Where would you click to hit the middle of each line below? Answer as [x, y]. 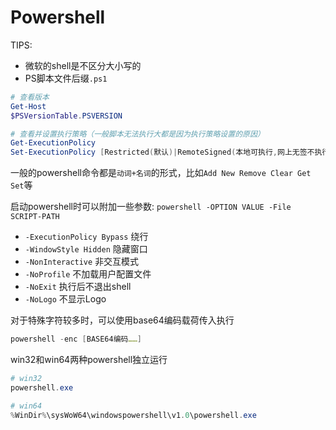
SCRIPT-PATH [35, 217]
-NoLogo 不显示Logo [65, 299]
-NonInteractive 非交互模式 [82, 262]
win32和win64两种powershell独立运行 [89, 360]
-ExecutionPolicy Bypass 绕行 [86, 237]
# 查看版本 [30, 97]
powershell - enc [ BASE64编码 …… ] [76, 339]
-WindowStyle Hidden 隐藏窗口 [86, 249]
